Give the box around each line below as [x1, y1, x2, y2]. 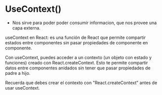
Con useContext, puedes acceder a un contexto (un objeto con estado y [5, 54, 152, 60]
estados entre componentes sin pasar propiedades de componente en [5, 39, 148, 45]
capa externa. [12, 25, 41, 31]
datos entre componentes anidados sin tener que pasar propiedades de [5, 65, 151, 71]
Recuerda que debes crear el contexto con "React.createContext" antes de [5, 80, 158, 86]
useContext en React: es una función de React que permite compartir [5, 34, 146, 40]
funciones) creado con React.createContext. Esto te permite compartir [5, 60, 148, 65]
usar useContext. [5, 85, 40, 91]
